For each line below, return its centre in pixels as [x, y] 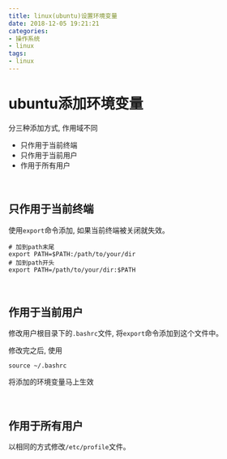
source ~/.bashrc [38, 366]
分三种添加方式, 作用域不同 [53, 127]
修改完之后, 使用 [35, 350]
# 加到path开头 [32, 263]
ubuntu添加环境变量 [76, 104]
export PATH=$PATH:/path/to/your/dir [72, 254]
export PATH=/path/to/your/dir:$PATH [72, 270]
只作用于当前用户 [49, 155]
